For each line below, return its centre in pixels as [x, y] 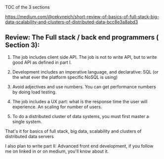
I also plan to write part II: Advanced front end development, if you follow [79, 146]
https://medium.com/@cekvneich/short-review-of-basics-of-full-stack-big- [82, 17]
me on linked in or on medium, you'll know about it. [57, 151]
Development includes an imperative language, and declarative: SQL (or [85, 72]
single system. [27, 121]
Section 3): [22, 45]
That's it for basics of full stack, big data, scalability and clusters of [73, 131]
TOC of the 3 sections [28, 7]
